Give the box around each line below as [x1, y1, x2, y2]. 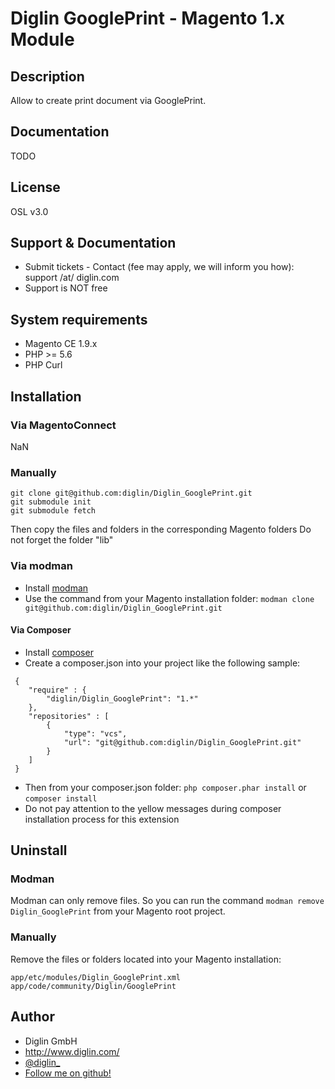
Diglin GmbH [24, 1035, 78, 1047]
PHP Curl [24, 359, 63, 371]
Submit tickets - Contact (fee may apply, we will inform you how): [24, 261, 295, 273]
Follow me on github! [24, 1067, 112, 1079]
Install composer [24, 646, 94, 658]
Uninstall [10, 842, 68, 859]
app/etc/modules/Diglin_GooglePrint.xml [10, 972, 182, 982]
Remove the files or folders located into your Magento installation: [10, 953, 282, 965]
